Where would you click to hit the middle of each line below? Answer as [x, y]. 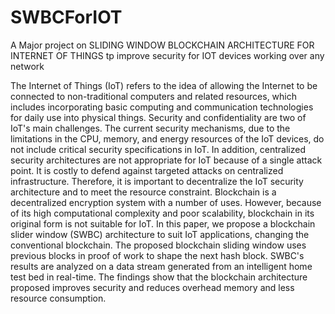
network [27, 66]
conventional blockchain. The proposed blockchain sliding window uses [158, 245]
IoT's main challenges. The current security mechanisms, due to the [150, 128]
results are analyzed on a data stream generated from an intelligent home [161, 266]
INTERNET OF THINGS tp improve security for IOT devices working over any [167, 55]
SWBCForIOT [66, 17]
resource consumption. [58, 298]
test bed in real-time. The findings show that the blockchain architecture [159, 277]
